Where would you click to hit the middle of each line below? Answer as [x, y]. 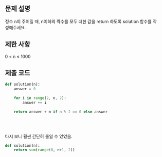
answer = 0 [25, 89]
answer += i [35, 102]
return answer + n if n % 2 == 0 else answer [61, 112]
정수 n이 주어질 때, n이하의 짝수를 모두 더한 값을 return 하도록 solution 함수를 [78, 21]
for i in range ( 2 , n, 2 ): [40, 98]
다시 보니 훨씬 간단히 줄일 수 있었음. [39, 136]
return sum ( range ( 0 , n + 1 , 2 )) [45, 150]
